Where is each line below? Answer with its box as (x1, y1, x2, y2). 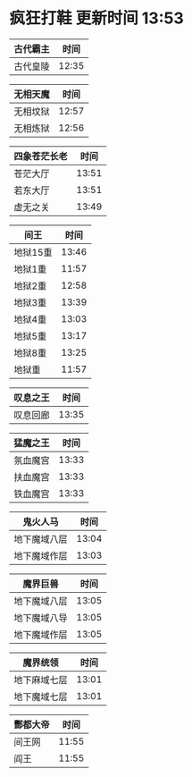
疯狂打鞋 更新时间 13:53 (9, 8, 185, 29)
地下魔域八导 (13, 612, 69, 624)
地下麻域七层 (13, 673, 69, 686)
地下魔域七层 (13, 690, 69, 703)
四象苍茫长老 (13, 149, 69, 162)
